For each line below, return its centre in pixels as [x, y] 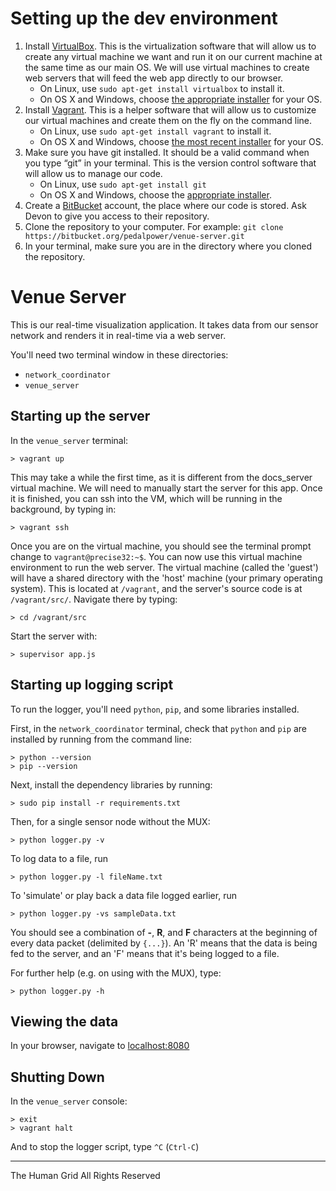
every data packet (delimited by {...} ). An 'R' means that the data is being [164, 943]
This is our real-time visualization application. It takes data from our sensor [164, 324]
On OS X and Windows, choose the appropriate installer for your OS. [181, 99]
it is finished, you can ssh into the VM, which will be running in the [146, 498]
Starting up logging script [92, 685]
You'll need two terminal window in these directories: [119, 354]
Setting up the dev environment [144, 18]
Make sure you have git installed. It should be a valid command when [167, 152]
